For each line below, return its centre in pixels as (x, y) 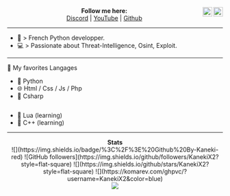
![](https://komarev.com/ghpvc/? (141, 171)
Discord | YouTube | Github (104, 19)
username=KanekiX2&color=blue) (115, 179)
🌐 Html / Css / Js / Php (49, 88)
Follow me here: (104, 11)
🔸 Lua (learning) (40, 115)
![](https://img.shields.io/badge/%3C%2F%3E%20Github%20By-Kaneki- (115, 150)
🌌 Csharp (30, 96)
